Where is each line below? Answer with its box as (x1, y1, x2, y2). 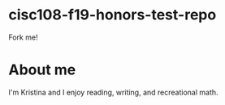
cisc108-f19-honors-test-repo (8, 6, 217, 24)
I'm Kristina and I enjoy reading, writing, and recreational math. (8, 87, 219, 97)
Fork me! (8, 32, 38, 42)
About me (8, 61, 76, 79)
